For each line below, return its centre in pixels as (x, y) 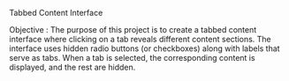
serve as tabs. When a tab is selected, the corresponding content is (132, 58)
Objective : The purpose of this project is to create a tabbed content (133, 29)
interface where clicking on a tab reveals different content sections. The (140, 39)
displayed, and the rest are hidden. (72, 67)
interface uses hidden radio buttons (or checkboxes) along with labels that (144, 48)
